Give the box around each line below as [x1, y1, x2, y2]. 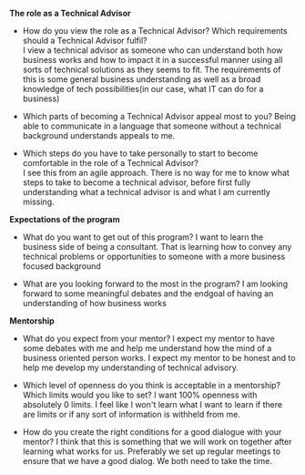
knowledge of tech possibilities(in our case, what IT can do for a [22, 84, 264, 94]
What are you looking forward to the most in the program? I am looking [22, 278, 289, 289]
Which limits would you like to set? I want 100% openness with [22, 389, 258, 400]
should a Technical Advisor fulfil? [22, 36, 147, 46]
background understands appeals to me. [22, 130, 176, 140]
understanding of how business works [22, 298, 167, 308]
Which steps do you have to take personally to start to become [22, 148, 259, 159]
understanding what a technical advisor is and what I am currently [22, 187, 271, 197]
